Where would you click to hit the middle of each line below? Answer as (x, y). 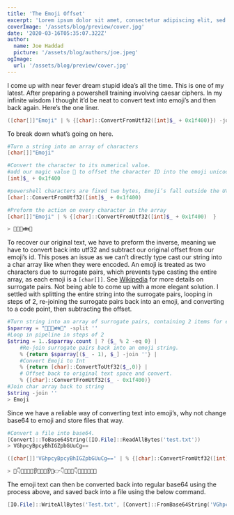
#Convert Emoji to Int (53, 361)
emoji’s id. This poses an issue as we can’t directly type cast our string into (115, 257)
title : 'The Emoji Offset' (46, 14)
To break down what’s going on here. (60, 134)
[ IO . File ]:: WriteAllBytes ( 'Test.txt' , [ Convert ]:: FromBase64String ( (109, 505)
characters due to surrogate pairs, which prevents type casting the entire (112, 272)
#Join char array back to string (56, 387)
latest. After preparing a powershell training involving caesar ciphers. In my (115, 93)
